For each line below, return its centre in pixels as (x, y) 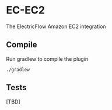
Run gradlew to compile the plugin (47, 59)
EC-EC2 (26, 10)
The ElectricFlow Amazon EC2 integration (56, 26)
